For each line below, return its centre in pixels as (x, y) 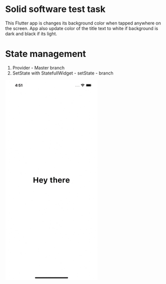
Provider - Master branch (38, 67)
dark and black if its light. (31, 33)
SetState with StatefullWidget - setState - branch (63, 73)
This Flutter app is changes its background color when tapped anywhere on (83, 23)
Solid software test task (55, 9)
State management (46, 54)
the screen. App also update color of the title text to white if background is (82, 28)
